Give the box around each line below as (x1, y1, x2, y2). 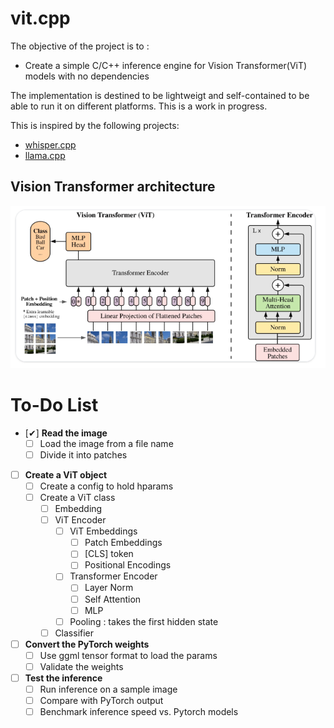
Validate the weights (39, 660, 124, 672)
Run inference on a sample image (39, 683, 178, 695)
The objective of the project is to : (10, 40, 150, 52)
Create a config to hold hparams (39, 480, 174, 492)
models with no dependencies (24, 70, 150, 82)
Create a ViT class (39, 491, 116, 503)
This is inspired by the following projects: (10, 119, 180, 131)
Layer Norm (84, 582, 134, 594)
